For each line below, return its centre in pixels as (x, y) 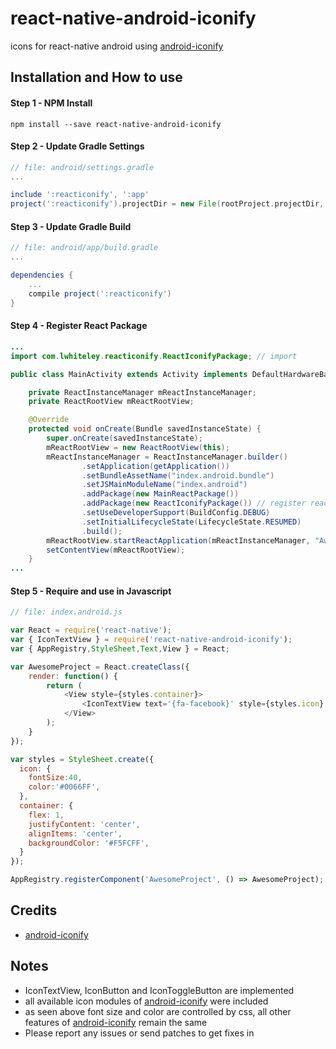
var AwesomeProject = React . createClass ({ (100, 667)
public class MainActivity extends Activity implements (129, 374)
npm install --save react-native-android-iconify (116, 124)
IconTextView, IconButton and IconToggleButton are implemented (159, 990)
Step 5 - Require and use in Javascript (91, 591)
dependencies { (42, 275)
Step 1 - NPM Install (51, 103)
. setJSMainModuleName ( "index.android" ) (164, 485)
